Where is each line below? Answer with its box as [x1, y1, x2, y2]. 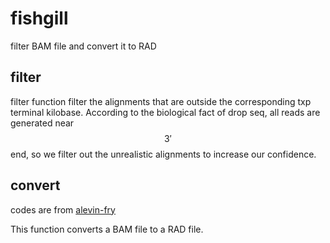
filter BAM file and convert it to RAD [10, 40, 157, 52]
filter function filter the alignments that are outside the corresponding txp [10, 95, 312, 107]
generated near [10, 117, 75, 129]
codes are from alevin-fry [10, 203, 116, 216]
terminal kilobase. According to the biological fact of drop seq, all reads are [10, 106, 321, 118]
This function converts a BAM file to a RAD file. [10, 223, 204, 235]
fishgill [10, 7, 69, 30]
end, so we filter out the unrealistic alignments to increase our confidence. [10, 148, 317, 160]
